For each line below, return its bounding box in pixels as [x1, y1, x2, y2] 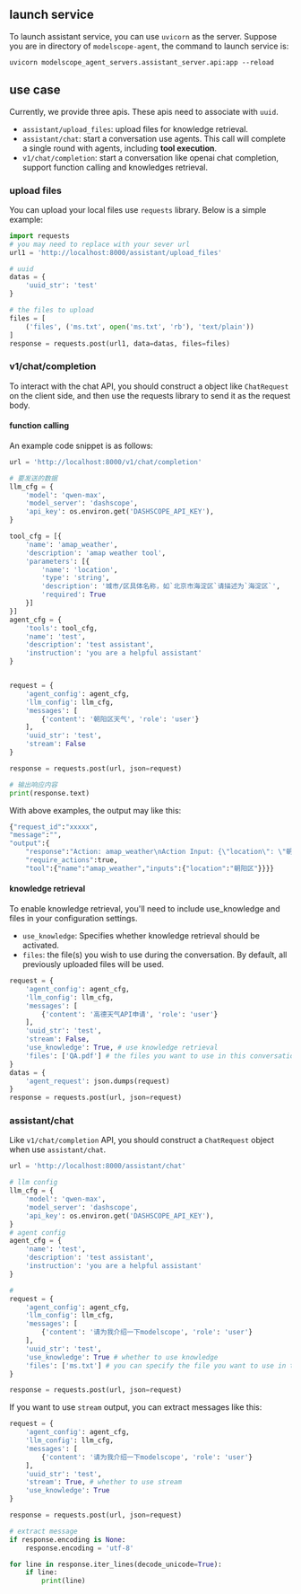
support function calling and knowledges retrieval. [21, 162, 209, 172]
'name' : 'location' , [41, 565, 118, 574]
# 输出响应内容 [9, 780, 58, 789]
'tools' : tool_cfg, [25, 623, 99, 632]
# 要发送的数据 [9, 473, 58, 483]
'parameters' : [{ [25, 557, 90, 566]
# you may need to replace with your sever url [9, 240, 191, 249]
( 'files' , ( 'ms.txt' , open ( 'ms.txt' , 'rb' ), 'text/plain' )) [25, 322, 254, 331]
